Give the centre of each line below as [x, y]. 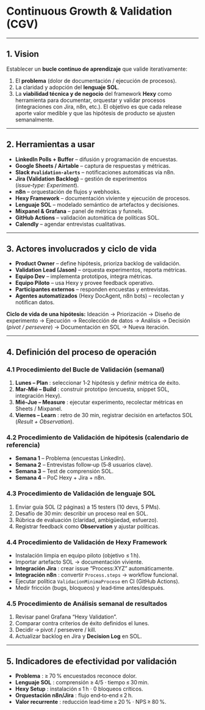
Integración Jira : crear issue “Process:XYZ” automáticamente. [95, 568]
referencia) [23, 445]
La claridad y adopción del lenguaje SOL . [67, 87]
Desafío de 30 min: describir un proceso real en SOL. [81, 513]
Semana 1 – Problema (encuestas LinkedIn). [70, 458]
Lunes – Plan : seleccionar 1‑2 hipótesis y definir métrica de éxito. [98, 383]
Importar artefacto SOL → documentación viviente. [79, 562]
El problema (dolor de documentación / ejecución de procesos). [96, 81]
